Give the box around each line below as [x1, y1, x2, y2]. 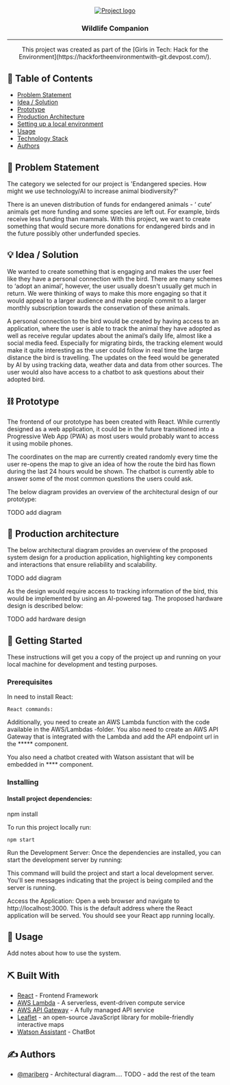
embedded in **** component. [7, 761, 94, 769]
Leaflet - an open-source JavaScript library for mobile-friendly [16, 1013, 194, 1021]
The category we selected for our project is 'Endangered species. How [7, 179, 207, 188]
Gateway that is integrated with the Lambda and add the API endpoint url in [7, 732, 219, 741]
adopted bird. [7, 375, 46, 383]
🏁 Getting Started [7, 635, 83, 646]
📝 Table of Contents [7, 73, 93, 84]
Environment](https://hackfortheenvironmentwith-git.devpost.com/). [18, 53, 212, 61]
